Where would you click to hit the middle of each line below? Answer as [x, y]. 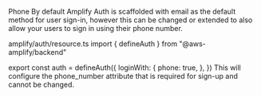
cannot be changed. [41, 84]
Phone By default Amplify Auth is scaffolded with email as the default [122, 12]
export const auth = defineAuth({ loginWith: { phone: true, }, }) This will [125, 68]
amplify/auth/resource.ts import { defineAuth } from [93, 44]
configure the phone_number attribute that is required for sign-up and [123, 76]
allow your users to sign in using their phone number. [96, 28]
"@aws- [192, 44]
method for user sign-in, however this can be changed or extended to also [130, 20]
